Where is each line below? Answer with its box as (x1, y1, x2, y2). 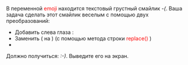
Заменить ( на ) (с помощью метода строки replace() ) (14, 35, 152, 42)
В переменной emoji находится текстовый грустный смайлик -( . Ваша (6, 5, 183, 12)
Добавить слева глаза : (14, 29, 74, 36)
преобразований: (6, 18, 50, 24)
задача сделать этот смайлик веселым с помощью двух (6, 11, 149, 18)
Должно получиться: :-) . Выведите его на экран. (6, 53, 129, 59)
